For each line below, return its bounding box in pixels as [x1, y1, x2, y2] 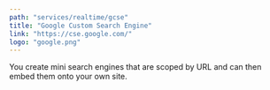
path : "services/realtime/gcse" [9, 12, 128, 22]
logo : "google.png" [9, 37, 81, 47]
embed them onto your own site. [9, 71, 128, 82]
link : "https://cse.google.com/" [9, 29, 133, 38]
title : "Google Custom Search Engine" [9, 21, 152, 30]
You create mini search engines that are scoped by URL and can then [9, 62, 262, 72]
